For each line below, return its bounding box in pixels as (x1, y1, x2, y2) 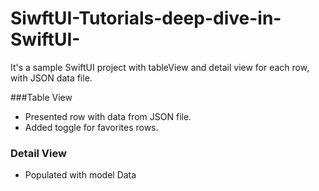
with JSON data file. (10, 72, 93, 84)
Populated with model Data (24, 169, 137, 181)
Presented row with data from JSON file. (24, 110, 192, 122)
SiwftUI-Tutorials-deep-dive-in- (10, 7, 282, 30)
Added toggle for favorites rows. (24, 121, 159, 133)
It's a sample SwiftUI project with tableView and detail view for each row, (10, 61, 310, 73)
